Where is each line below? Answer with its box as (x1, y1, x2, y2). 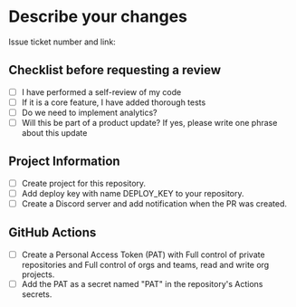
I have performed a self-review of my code (21, 86, 182, 97)
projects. (21, 269, 55, 280)
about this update (21, 128, 88, 138)
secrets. (21, 288, 53, 300)
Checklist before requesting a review (8, 62, 222, 78)
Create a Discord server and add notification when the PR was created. (21, 197, 287, 209)
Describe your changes (8, 6, 187, 27)
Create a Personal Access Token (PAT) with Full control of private (21, 249, 265, 260)
